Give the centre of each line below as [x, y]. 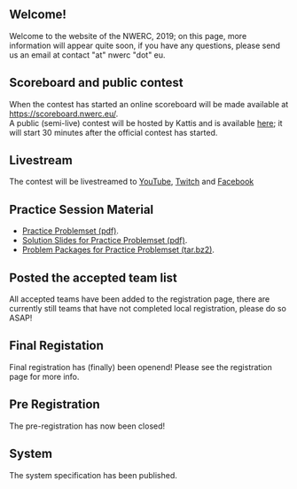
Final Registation [57, 346]
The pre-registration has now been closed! [87, 426]
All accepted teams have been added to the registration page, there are [140, 299]
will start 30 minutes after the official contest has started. [113, 132]
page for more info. [44, 376]
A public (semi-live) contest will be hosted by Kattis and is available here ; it [146, 122]
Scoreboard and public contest [96, 83]
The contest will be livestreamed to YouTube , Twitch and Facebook [132, 182]
